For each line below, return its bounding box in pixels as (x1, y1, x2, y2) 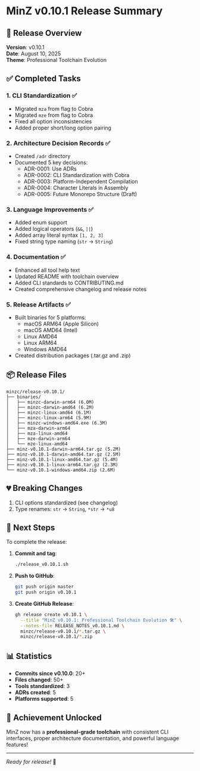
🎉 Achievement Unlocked (6, 713, 102, 723)
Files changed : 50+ (14, 676, 64, 683)
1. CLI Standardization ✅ (6, 91, 77, 100)
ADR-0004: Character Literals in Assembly (23, 184, 129, 191)
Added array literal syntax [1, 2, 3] (14, 231, 104, 239)
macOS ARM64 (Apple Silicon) (23, 320, 99, 327)
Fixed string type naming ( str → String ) (14, 238, 113, 245)
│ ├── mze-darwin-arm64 (6, 435, 70, 442)
